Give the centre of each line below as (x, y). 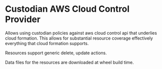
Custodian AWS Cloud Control (67, 9)
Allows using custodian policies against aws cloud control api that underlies (81, 33)
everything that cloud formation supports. (47, 43)
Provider (23, 19)
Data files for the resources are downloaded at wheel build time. (70, 62)
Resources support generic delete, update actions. (56, 53)
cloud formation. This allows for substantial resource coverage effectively (79, 38)
